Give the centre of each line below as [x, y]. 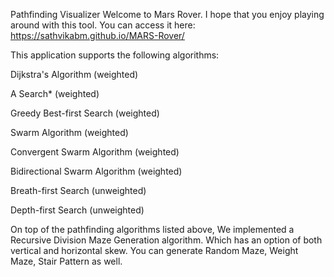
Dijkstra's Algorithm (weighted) [74, 74]
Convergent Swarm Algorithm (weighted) [95, 152]
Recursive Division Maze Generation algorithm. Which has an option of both [166, 240]
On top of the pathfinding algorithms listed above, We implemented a [152, 229]
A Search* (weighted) [55, 93]
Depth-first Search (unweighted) [77, 210]
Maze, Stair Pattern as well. [66, 261]
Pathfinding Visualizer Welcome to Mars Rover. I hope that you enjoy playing [167, 14]
